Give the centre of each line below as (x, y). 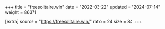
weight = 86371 (21, 12)
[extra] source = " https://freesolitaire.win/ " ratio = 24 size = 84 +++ (74, 22)
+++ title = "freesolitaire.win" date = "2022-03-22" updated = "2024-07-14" (83, 7)
